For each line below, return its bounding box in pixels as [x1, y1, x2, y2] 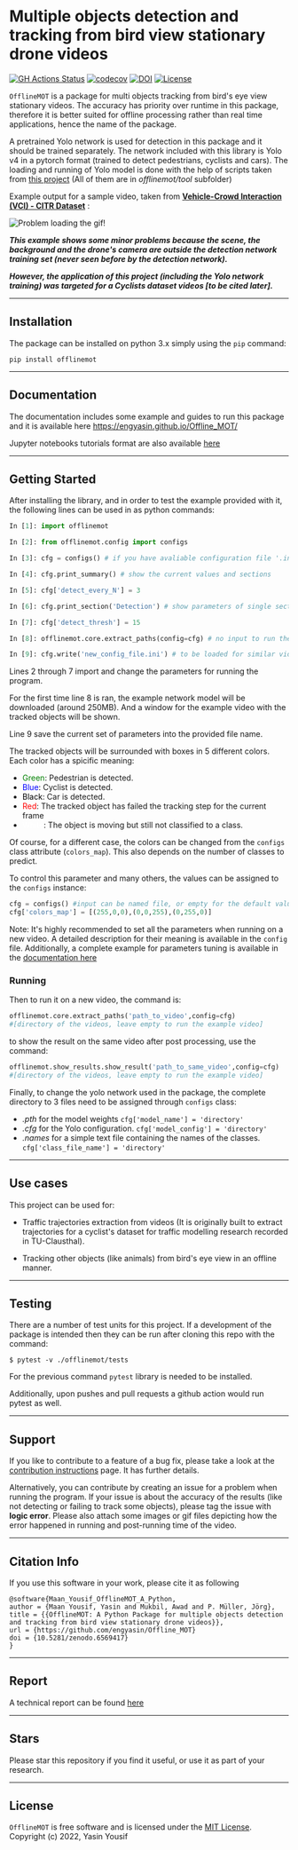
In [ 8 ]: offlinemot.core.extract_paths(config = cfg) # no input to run [9, 634, 276, 643]
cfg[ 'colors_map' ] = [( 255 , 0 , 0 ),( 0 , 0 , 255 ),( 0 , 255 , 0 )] [9, 908, 213, 917]
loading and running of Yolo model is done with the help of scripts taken [9, 164, 272, 175]
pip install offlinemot [9, 355, 98, 364]
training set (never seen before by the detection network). [9, 253, 228, 264]
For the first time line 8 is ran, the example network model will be [9, 692, 246, 703]
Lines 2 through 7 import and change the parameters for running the [9, 666, 259, 676]
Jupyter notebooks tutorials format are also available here [9, 438, 221, 448]
